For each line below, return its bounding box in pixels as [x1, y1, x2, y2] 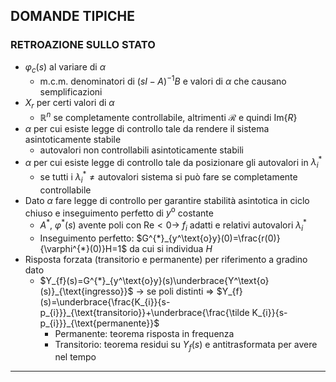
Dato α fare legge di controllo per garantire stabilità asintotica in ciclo [24, 194, 310, 206]
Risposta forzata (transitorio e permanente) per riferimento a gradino [24, 253, 308, 265]
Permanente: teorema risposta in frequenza [54, 327, 235, 339]
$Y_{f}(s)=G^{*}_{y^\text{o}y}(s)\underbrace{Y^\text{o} [39, 274, 270, 286]
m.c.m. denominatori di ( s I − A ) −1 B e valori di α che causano [39, 74, 287, 88]
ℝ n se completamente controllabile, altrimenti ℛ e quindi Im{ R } [39, 109, 298, 123]
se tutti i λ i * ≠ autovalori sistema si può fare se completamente [39, 169, 298, 185]
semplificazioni [39, 86, 103, 98]
